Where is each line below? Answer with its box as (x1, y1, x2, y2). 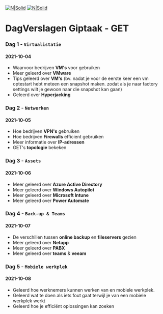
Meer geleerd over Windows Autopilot (12, 186, 95, 193)
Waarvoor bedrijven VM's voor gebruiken (12, 65, 100, 71)
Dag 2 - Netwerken (5, 104, 49, 111)
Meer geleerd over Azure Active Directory (12, 181, 103, 187)
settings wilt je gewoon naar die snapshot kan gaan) (12, 87, 122, 93)
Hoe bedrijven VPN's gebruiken (12, 128, 80, 134)
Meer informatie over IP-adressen (12, 139, 85, 145)
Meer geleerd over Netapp (12, 239, 69, 245)
